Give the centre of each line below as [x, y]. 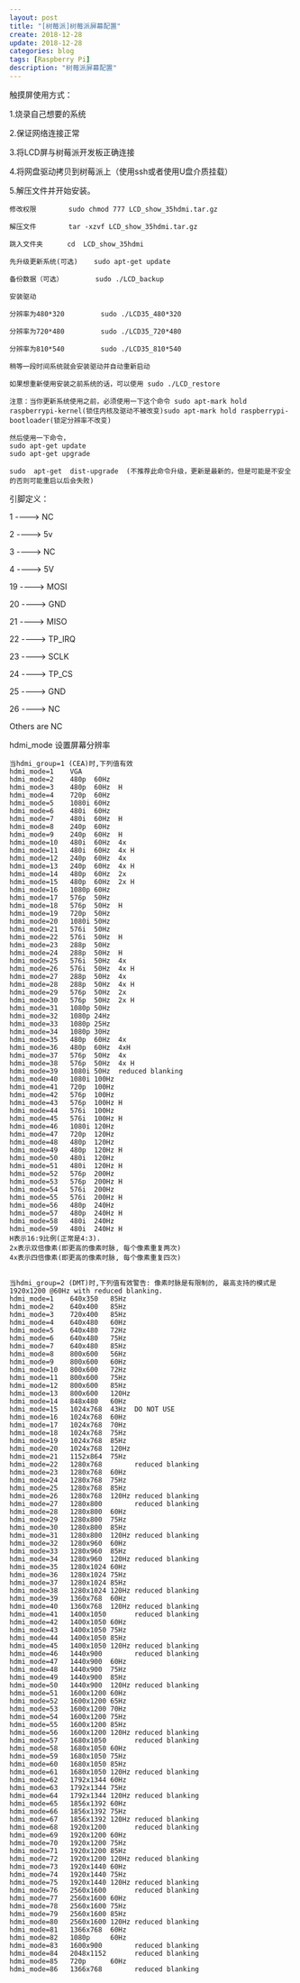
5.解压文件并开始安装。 [52, 190]
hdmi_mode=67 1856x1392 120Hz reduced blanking [105, 1819]
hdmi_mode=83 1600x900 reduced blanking [105, 1945]
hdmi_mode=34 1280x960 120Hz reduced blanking [105, 1559]
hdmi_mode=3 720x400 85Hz [68, 1314]
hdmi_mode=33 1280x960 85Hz [68, 1551]
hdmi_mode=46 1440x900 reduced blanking [105, 1654]
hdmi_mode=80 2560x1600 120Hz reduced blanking [105, 1922]
